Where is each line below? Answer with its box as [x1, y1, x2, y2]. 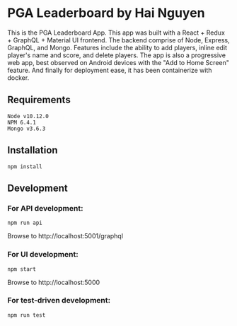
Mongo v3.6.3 [7, 125, 46, 132]
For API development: [7, 203, 83, 213]
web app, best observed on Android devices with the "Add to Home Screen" [7, 58, 230, 66]
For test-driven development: [7, 296, 111, 305]
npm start [7, 265, 37, 273]
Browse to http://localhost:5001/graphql [7, 232, 124, 240]
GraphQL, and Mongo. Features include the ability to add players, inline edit [7, 43, 228, 52]
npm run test [7, 311, 46, 319]
